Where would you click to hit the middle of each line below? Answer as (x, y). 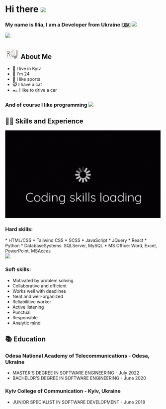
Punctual (21, 312)
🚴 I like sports (26, 79)
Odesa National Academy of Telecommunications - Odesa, (78, 356)
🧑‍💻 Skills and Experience (44, 121)
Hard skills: (19, 229)
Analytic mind (26, 323)
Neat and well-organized (38, 296)
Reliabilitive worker (32, 302)
